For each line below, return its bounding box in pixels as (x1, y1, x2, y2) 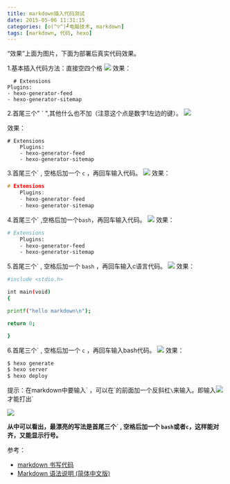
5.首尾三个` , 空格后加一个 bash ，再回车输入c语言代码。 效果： (7, 262, 195, 270)
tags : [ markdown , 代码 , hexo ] (7, 29, 92, 37)
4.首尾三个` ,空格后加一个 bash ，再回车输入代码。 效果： (7, 216, 175, 224)
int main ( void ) (7, 288, 51, 295)
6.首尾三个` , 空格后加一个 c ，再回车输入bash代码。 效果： (7, 346, 184, 354)
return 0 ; (7, 320, 36, 327)
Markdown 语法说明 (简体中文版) (17, 469, 111, 478)
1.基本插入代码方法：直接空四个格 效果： (7, 64, 132, 73)
